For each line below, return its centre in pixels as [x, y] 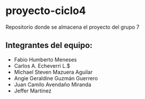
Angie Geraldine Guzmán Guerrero [56, 78]
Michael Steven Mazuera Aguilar [53, 72]
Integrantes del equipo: [49, 45]
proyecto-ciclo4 [46, 11]
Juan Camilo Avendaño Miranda [53, 84]
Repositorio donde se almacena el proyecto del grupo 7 [72, 27]
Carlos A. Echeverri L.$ [42, 66]
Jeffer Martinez [33, 91]
